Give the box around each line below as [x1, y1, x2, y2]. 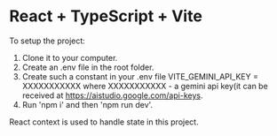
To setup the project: [9, 35, 86, 46]
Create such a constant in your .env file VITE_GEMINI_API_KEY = [21, 71, 259, 81]
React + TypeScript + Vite [9, 6, 202, 26]
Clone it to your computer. [21, 52, 118, 63]
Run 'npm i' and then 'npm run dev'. [21, 99, 154, 110]
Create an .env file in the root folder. [21, 62, 154, 72]
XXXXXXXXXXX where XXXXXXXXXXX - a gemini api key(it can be [21, 80, 268, 91]
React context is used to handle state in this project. [9, 117, 199, 127]
